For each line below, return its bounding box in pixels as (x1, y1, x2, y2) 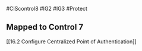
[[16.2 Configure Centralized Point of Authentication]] (6, 38, 137, 45)
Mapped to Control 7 (6, 22, 84, 32)
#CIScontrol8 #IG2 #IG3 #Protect (6, 5, 88, 12)
